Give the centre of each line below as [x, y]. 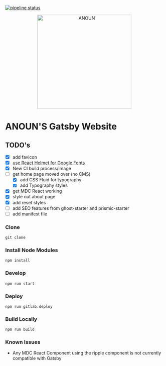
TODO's [18, 145]
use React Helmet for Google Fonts [49, 163]
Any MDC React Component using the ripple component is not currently [87, 353]
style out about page [34, 197]
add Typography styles [44, 185]
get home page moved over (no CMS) [51, 174]
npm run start [20, 284]
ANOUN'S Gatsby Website [61, 127]
